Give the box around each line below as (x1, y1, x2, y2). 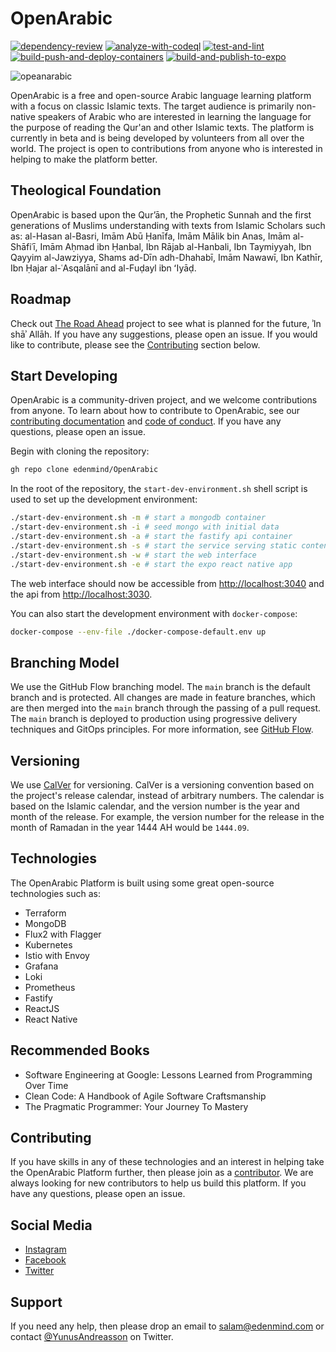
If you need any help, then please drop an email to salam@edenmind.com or (10, 1320, 325, 1332)
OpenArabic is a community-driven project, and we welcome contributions (10, 394, 318, 406)
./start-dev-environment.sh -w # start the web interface (10, 550, 257, 560)
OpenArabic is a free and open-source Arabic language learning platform (10, 89, 312, 101)
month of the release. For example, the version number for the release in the (10, 811, 325, 822)
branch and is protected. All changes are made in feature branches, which (10, 692, 316, 704)
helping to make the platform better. (10, 153, 158, 165)
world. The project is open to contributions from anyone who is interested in (10, 142, 323, 154)
